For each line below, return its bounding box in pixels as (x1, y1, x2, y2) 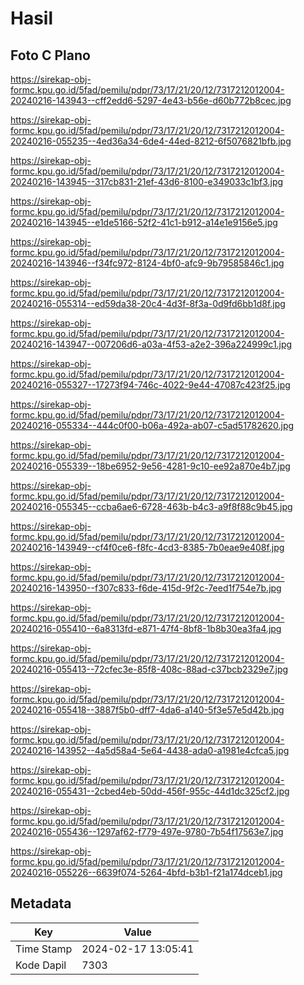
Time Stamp (15, 942, 73, 956)
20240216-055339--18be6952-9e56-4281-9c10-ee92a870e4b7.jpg (10, 460, 291, 472)
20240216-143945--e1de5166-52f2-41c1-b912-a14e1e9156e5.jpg (10, 217, 278, 228)
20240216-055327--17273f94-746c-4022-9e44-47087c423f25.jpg (10, 379, 291, 391)
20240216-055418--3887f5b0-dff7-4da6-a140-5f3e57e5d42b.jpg (10, 704, 285, 716)
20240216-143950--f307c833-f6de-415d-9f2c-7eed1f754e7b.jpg (10, 582, 282, 594)
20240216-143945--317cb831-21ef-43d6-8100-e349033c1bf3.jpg (10, 176, 284, 187)
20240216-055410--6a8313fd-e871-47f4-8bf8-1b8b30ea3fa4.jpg (10, 623, 282, 634)
